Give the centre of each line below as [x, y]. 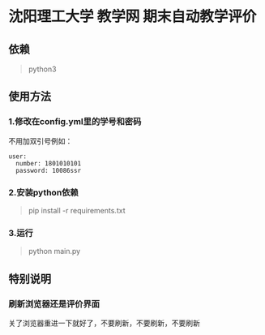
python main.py [54, 251]
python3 [42, 69]
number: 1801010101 [49, 163]
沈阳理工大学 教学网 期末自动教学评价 [132, 17]
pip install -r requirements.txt [77, 210]
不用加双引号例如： [41, 141]
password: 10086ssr [49, 170]
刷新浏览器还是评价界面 [54, 303]
